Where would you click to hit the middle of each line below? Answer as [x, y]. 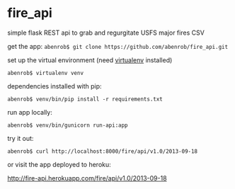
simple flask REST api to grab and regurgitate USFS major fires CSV [106, 33]
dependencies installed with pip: [55, 86]
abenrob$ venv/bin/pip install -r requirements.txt [85, 99]
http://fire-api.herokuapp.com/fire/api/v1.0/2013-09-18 [87, 178]
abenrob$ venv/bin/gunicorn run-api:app [68, 125]
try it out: [21, 138]
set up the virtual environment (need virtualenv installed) [90, 60]
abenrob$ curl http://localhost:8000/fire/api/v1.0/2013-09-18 [103, 151]
